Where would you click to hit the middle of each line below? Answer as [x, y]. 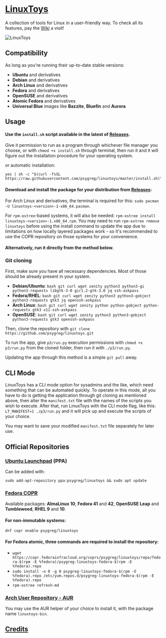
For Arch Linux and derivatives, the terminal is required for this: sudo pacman [82, 201]
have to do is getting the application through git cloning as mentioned [76, 395]
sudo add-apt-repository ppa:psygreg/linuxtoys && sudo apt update [76, 480]
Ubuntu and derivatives [36, 75]
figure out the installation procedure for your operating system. [69, 156]
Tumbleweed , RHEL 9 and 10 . [36, 509]
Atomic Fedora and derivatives [44, 101]
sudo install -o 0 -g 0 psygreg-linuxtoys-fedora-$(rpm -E [74, 571]
